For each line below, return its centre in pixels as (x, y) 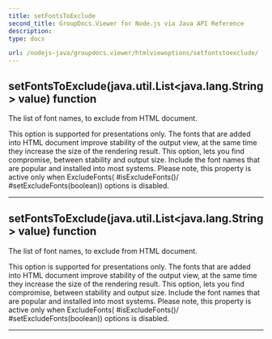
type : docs (27, 39)
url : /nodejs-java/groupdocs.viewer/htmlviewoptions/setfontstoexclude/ (134, 54)
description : (30, 31)
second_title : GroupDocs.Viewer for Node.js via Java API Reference (126, 24)
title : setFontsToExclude (52, 16)
